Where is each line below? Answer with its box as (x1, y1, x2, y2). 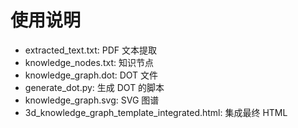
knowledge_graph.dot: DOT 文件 (24, 69, 159, 81)
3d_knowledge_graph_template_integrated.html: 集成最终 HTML (24, 106, 288, 118)
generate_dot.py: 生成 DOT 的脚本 (24, 81, 165, 93)
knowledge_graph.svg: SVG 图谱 (24, 94, 160, 106)
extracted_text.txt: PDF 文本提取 (24, 44, 157, 56)
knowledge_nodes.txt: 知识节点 (24, 56, 154, 68)
